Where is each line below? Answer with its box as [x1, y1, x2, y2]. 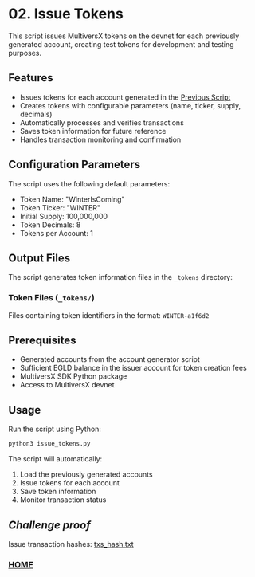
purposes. [8, 48, 42, 57]
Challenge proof [8, 518, 91, 532]
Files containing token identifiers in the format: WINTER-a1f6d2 [8, 310, 210, 320]
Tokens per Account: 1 [19, 228, 94, 237]
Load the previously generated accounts [19, 469, 153, 479]
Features [8, 71, 53, 84]
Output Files [8, 251, 70, 265]
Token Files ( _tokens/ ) [8, 292, 96, 304]
